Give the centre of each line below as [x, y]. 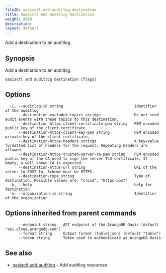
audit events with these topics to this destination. [62, 119]
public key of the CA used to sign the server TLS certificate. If [77, 158]
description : [19, 24]
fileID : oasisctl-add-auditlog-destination [51, 10]
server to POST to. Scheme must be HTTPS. [50, 172]
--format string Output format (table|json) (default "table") [90, 233]
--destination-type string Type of [84, 176]
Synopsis [20, 58]
